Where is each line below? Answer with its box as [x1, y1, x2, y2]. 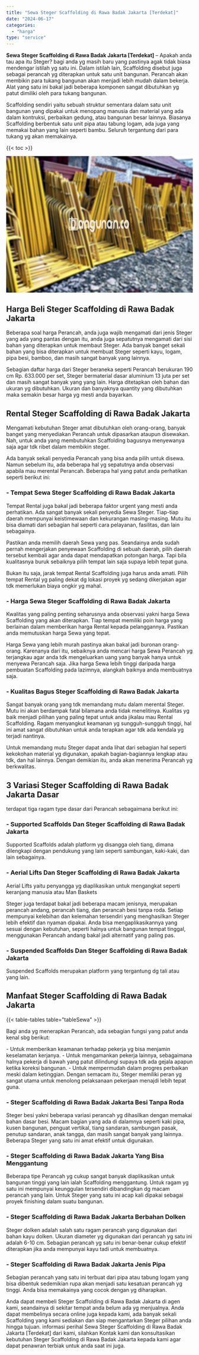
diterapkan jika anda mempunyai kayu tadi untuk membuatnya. [6, 1245, 159, 1252]
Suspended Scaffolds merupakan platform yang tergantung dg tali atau [6, 967, 179, 974]
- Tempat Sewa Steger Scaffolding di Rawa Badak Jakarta [6, 488, 175, 497]
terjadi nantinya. [6, 732, 46, 740]
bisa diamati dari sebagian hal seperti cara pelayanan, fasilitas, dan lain [6, 521, 180, 528]
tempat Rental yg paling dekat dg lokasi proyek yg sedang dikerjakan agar [6, 576, 187, 583]
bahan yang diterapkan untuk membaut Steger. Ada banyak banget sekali [6, 342, 185, 349]
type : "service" [6, 34, 46, 41]
